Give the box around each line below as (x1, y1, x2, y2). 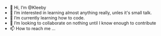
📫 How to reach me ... (9, 26, 56, 31)
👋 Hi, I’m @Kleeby (9, 5, 46, 10)
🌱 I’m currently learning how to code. (9, 15, 85, 20)
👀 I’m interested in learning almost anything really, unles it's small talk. (9, 10, 152, 16)
